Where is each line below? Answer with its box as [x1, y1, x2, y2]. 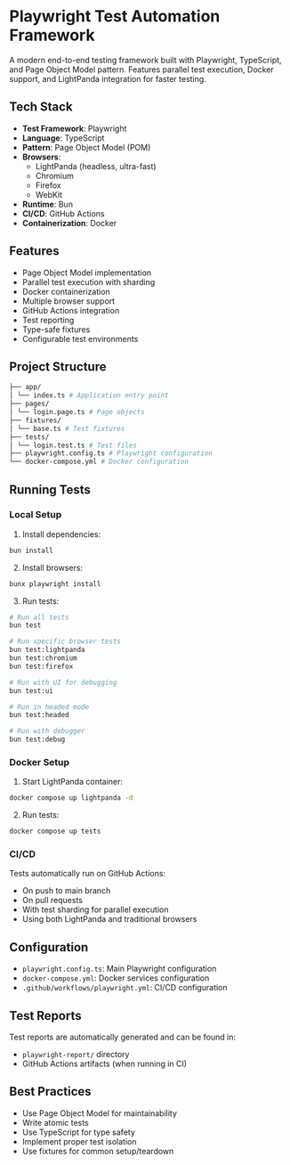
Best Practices [9, 1084, 92, 1099]
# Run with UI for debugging [9, 678, 117, 687]
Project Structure [9, 359, 107, 374]
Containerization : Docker [21, 217, 117, 228]
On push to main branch [21, 885, 111, 896]
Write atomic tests [21, 1117, 89, 1128]
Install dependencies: [21, 528, 101, 540]
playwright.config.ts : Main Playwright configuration [21, 964, 217, 974]
